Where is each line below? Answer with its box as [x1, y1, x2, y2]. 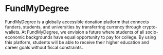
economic [5, 34, 25, 40]
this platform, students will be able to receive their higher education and [5, 39, 149, 45]
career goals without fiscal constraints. [5, 44, 83, 50]
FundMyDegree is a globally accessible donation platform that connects [5, 19, 149, 25]
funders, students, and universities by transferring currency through [5, 24, 142, 29]
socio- [145, 29, 159, 35]
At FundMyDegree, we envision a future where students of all [21, 29, 145, 35]
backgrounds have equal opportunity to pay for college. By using [26, 34, 156, 40]
